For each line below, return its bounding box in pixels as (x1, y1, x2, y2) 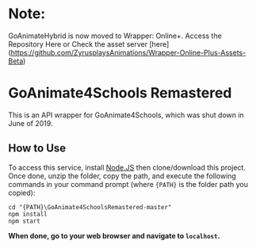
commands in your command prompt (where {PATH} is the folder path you (8, 179, 248, 189)
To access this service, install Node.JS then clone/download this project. (8, 162, 246, 172)
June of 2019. (8, 118, 53, 128)
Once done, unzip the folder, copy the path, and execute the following (8, 171, 236, 181)
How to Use (8, 142, 67, 155)
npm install (8, 210, 48, 218)
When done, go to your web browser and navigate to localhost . (8, 231, 220, 240)
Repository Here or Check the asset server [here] (8, 39, 170, 48)
